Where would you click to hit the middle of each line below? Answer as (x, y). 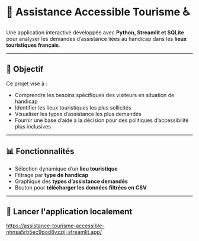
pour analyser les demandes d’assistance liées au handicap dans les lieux (97, 38)
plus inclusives (33, 126)
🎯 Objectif (25, 69)
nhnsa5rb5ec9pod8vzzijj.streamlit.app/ (54, 232)
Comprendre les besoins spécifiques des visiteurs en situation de (94, 95)
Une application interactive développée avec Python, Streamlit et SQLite (95, 32)
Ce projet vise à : (27, 83)
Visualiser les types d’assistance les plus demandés (78, 114)
